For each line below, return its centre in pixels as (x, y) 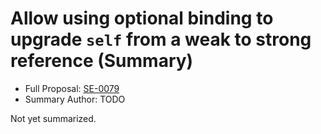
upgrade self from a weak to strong (161, 39)
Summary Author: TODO (75, 99)
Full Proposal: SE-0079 (72, 88)
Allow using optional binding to (142, 18)
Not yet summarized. (53, 118)
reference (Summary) (102, 61)
